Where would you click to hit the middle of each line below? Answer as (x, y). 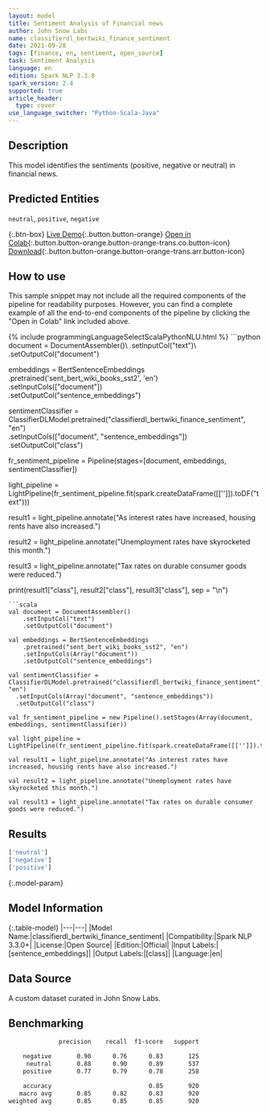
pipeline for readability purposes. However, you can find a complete (121, 304)
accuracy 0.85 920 (111, 1086)
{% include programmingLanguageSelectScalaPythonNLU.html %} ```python (135, 337)
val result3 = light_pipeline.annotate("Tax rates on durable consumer (131, 802)
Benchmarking (46, 1023)
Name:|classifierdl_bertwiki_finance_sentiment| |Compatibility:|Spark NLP (130, 936)
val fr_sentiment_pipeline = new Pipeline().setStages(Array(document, (131, 718)
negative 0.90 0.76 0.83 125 (111, 1057)
